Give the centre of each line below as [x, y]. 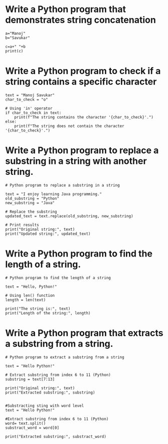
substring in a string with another [76, 161]
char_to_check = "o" [27, 99]
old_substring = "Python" [32, 198]
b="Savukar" [18, 38]
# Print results [22, 225]
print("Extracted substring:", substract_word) [56, 436]
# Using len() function [30, 295]
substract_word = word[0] [32, 428]
